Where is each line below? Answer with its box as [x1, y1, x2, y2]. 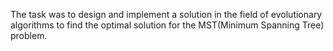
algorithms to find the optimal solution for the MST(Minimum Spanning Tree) [10, 19, 325, 31]
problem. [10, 30, 48, 41]
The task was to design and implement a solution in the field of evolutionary [10, 9, 323, 20]
